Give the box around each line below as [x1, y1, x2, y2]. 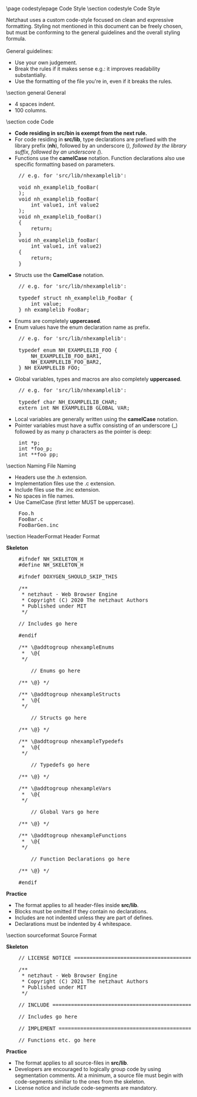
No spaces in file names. [14, 492, 74, 499]
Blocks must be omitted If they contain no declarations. [14, 908, 148, 915]
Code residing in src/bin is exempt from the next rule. [14, 129, 148, 136]
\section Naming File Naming [6, 462, 76, 469]
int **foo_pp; [18, 451, 59, 458]
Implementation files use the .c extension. [14, 480, 116, 487]
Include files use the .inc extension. [14, 486, 101, 493]
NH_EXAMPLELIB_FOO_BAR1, [30, 353, 103, 359]
